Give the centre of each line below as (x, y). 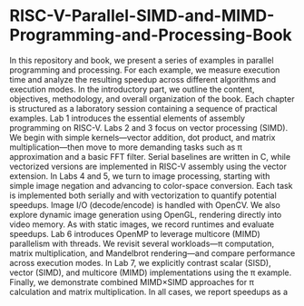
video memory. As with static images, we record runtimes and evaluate (142, 224)
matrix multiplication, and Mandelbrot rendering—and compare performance (152, 253)
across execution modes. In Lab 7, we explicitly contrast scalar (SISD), (140, 262)
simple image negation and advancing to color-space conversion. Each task (151, 185)
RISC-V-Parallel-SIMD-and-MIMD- (142, 16)
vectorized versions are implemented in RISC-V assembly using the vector (148, 166)
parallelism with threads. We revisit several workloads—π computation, (142, 243)
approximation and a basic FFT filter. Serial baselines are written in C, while (150, 156)
